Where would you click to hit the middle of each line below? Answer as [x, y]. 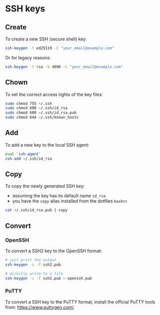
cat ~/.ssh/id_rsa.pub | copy [37, 210]
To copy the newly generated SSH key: [45, 186]
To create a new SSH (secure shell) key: [46, 39]
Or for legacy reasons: [28, 57]
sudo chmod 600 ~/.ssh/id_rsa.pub [41, 113]
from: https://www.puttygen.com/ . [40, 307]
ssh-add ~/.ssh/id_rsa [29, 158]
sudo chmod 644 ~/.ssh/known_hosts [42, 118]
